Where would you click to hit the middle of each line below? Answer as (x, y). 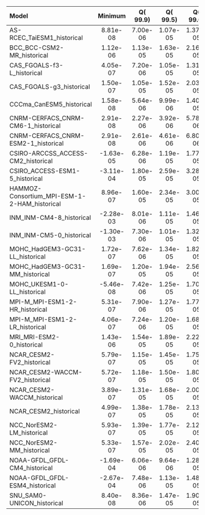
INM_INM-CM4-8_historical (50, 218)
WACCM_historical (36, 397)
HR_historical (28, 310)
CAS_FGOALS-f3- (36, 65)
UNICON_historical (36, 503)
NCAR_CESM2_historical (45, 411)
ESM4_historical (33, 485)
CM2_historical (31, 161)
